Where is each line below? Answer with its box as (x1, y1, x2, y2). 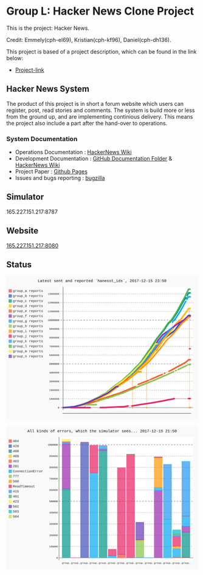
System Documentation (6, 134, 78, 143)
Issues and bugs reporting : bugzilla (15, 175, 105, 182)
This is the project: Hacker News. (6, 24, 90, 32)
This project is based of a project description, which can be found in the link (6, 47, 197, 55)
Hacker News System (6, 84, 90, 94)
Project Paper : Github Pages (15, 168, 88, 175)
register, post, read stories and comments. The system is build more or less (6, 106, 195, 114)
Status (6, 260, 32, 270)
